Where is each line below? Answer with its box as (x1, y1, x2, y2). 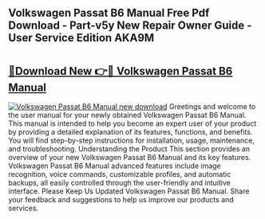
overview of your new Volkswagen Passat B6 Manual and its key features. (8, 153, 251, 162)
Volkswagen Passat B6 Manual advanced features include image (8, 161, 221, 170)
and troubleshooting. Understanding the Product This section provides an (8, 144, 250, 154)
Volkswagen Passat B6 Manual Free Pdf (8, 6, 210, 20)
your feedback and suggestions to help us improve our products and (8, 195, 234, 204)
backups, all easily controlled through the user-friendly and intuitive (8, 178, 231, 187)
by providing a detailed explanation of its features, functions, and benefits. (8, 127, 253, 136)
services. (8, 203, 38, 213)
